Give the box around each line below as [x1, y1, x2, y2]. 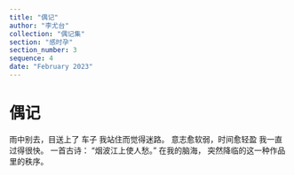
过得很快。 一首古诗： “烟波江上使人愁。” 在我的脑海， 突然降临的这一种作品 [9, 145, 286, 156]
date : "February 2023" [9, 63, 93, 72]
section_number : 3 [9, 46, 77, 55]
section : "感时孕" [9, 37, 74, 47]
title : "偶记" [9, 12, 60, 22]
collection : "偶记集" [9, 29, 85, 38]
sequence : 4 [9, 54, 53, 63]
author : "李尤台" [9, 21, 69, 30]
